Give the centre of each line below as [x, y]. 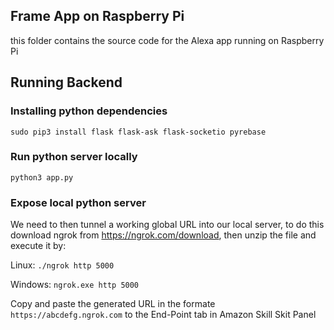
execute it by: [38, 246]
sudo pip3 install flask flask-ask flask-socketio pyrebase [138, 132]
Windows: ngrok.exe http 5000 [75, 285]
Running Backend [66, 82]
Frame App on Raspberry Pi [97, 16]
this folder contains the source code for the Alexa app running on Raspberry [167, 40]
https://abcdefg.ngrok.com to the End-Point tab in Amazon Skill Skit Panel [163, 315]
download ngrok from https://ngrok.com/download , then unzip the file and [163, 235]
